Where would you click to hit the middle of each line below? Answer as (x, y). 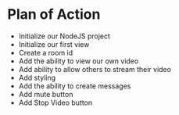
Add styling (37, 77)
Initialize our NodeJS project (64, 36)
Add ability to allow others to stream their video (95, 69)
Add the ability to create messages (75, 86)
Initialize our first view (54, 44)
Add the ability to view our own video (79, 61)
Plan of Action (54, 14)
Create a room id (46, 52)
